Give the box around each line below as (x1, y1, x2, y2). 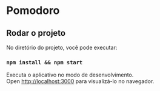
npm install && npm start (6, 59, 83, 66)
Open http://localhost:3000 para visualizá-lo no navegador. (6, 78, 155, 85)
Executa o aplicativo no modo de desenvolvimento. (6, 71, 134, 79)
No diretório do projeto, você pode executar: (6, 44, 118, 51)
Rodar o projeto (6, 28, 65, 38)
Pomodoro (6, 4, 60, 18)
